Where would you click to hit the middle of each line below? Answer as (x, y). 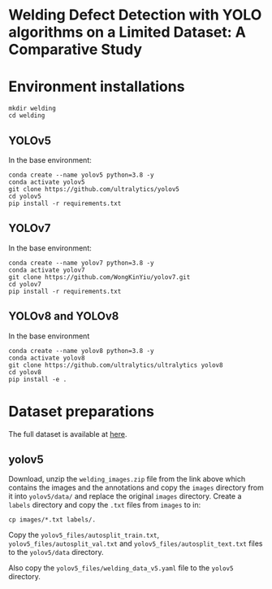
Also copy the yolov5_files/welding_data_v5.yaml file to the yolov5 (121, 568)
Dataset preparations (81, 411)
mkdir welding (32, 109)
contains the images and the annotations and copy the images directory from (136, 488)
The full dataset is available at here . (68, 434)
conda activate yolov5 (47, 182)
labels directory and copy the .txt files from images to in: (105, 505)
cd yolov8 (25, 372)
